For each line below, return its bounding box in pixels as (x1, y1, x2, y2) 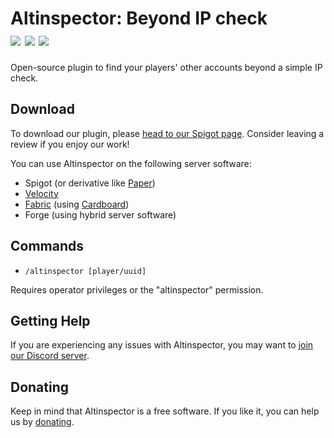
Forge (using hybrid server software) (24, 208, 177, 221)
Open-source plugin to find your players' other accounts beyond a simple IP (10, 61, 323, 73)
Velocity (24, 187, 59, 199)
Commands (10, 238, 85, 255)
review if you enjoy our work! (10, 138, 130, 150)
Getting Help (10, 312, 91, 329)
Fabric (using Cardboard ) (24, 198, 130, 210)
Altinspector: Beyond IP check (10, 7, 268, 30)
